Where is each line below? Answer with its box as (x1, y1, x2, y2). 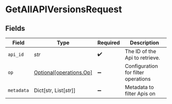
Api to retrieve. (124, 54, 160, 61)
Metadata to (124, 84, 154, 91)
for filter (124, 69, 144, 76)
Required (97, 39, 120, 46)
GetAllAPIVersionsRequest (5, 4, 122, 15)
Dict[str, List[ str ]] (34, 87, 76, 94)
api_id (8, 52, 24, 57)
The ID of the (124, 48, 157, 55)
